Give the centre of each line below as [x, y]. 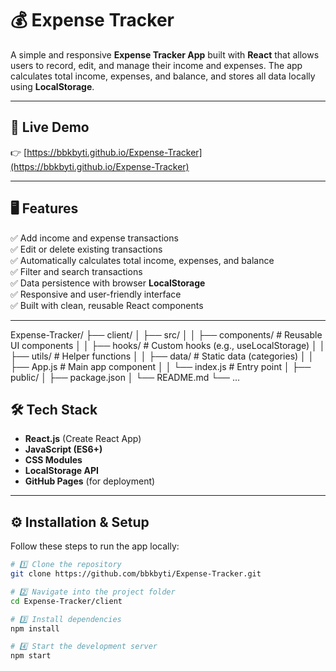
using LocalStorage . [52, 86]
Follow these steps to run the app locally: [95, 546]
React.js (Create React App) [83, 439]
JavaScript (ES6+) [63, 449]
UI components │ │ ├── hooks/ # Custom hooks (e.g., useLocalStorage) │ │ [168, 345]
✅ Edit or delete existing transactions [86, 249]
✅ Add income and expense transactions [94, 238]
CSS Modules [53, 460]
